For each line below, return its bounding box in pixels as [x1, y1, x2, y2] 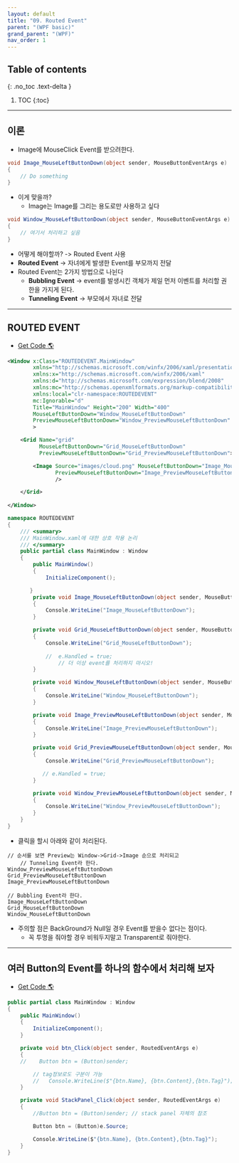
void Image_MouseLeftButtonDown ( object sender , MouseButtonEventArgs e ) [7, 159, 228, 166]
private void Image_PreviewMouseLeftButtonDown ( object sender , [33, 711, 224, 718]
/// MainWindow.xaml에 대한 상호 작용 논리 [20, 534, 137, 541]
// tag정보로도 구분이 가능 [33, 1071, 103, 1078]
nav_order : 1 [7, 37, 46, 44]
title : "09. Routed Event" [7, 17, 87, 24]
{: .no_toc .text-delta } [7, 82, 72, 90]
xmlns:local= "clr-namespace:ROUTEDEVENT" [33, 391, 158, 398]
